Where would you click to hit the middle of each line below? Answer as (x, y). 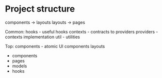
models (19, 66)
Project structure (40, 9)
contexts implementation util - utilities (42, 37)
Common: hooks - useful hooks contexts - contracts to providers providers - (81, 31)
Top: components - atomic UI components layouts (55, 46)
